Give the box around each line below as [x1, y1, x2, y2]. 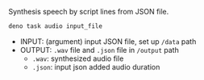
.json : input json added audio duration [31, 62, 160, 71]
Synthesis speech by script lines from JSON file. [8, 7, 169, 16]
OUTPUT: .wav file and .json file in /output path [19, 45, 179, 54]
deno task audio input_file [8, 22, 103, 30]
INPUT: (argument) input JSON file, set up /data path [19, 36, 197, 46]
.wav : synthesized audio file [31, 54, 124, 63]
